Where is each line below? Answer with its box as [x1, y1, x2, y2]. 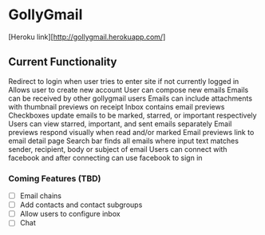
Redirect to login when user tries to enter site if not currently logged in [8, 76, 239, 86]
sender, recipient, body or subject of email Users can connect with [8, 144, 227, 153]
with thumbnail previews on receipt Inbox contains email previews [8, 102, 225, 111]
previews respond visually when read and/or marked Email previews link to [8, 127, 255, 137]
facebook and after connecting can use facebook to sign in [8, 153, 203, 162]
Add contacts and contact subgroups [19, 200, 143, 209]
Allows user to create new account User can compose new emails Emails [8, 85, 249, 94]
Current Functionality [8, 55, 117, 69]
